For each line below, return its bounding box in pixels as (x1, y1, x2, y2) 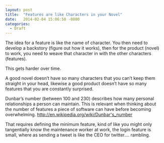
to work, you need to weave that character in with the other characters (5, 51, 152, 57)
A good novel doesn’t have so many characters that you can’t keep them (5, 75, 155, 81)
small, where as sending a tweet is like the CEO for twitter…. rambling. (5, 132, 150, 138)
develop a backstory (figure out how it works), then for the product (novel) (5, 45, 159, 51)
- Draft (10, 26, 26, 31)
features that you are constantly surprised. (5, 86, 94, 92)
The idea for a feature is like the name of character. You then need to (5, 40, 148, 46)
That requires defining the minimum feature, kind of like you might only (5, 121, 152, 127)
